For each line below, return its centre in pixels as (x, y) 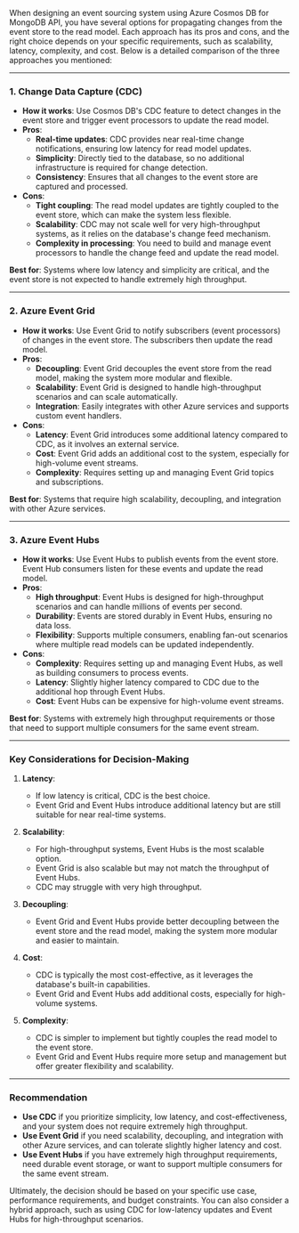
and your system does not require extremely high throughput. (135, 1126)
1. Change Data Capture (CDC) (76, 91)
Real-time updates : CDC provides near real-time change (140, 139)
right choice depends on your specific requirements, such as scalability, (141, 41)
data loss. (53, 625)
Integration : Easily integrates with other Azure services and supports (162, 406)
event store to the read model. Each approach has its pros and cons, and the (149, 32)
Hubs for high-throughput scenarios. (77, 1220)
